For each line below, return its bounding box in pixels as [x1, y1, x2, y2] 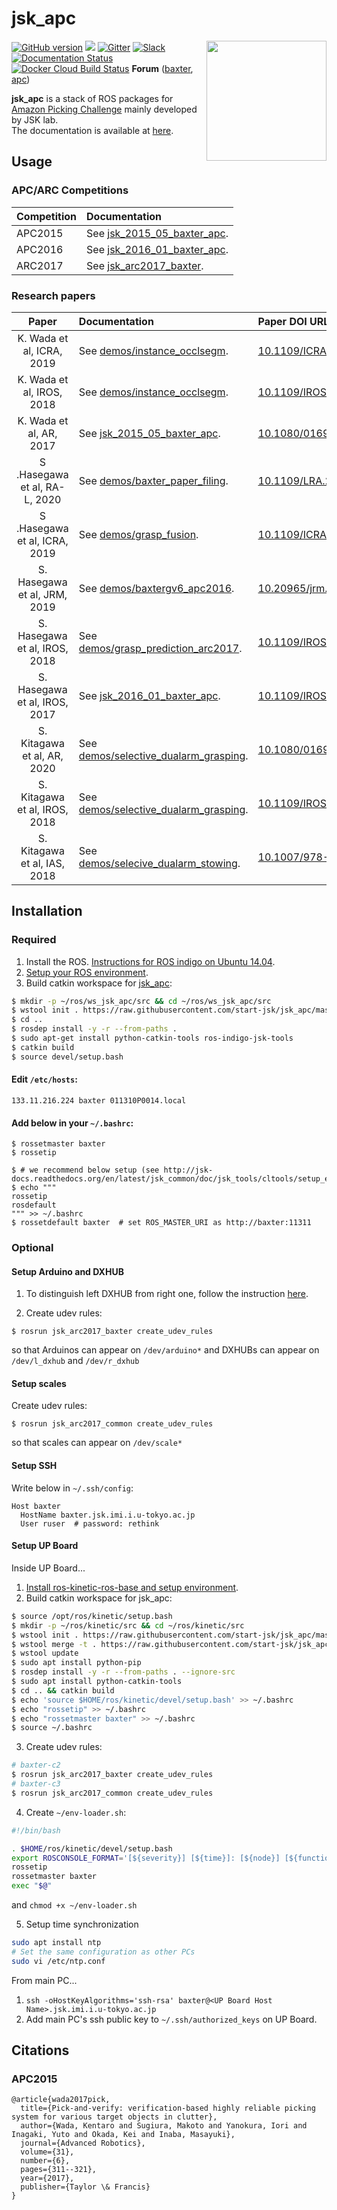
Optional [11, 1241, 54, 1255]
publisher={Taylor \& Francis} [20, 2182, 151, 2192]
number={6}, [20, 2156, 71, 2166]
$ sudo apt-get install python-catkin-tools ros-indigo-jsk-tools [11, 1033, 294, 1044]
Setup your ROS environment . [25, 966, 149, 978]
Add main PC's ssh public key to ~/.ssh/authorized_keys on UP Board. [25, 2013, 318, 2025]
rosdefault [11, 1200, 57, 1211]
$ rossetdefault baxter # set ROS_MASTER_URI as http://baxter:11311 [11, 1218, 312, 1228]
